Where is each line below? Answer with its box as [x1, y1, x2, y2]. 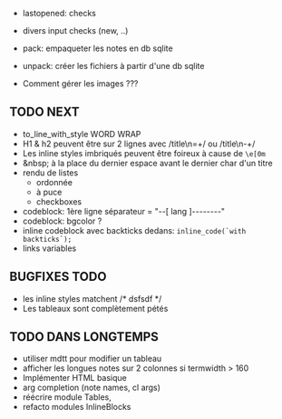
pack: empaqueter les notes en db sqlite [22, 43, 174, 54]
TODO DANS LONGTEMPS [9, 329, 159, 344]
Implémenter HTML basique [22, 373, 127, 384]
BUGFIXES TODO [9, 269, 107, 284]
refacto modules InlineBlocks [22, 402, 131, 413]
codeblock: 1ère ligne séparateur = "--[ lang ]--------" [22, 205, 225, 216]
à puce [35, 186, 63, 197]
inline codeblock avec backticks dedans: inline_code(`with [22, 224, 247, 235]
